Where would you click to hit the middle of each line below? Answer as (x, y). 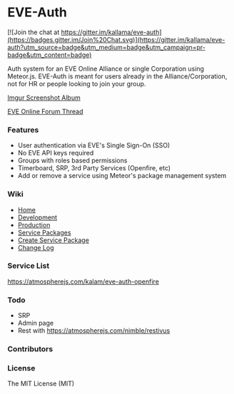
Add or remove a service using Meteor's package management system (122, 176)
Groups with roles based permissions (72, 160)
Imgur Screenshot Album (44, 98)
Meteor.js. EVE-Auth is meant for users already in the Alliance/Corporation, (117, 76)
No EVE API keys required (56, 153)
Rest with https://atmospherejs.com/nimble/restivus (94, 331)
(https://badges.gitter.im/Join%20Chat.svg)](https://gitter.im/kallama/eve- (116, 39)
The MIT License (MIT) (41, 384)
